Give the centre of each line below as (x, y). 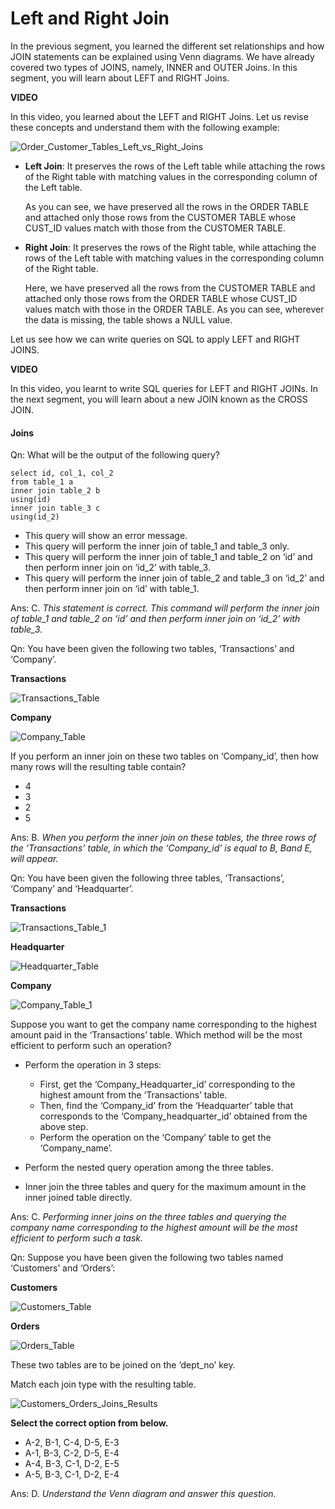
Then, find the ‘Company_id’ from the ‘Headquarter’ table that (166, 1106)
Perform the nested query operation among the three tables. (149, 1168)
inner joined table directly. (78, 1198)
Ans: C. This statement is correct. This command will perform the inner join (165, 608)
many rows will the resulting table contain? (98, 767)
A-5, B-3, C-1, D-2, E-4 (72, 1474)
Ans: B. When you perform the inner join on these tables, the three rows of (163, 838)
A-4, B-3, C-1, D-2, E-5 (72, 1464)
